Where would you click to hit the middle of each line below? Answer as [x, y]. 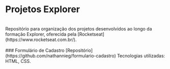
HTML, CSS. [18, 61]
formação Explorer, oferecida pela [41, 34]
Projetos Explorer [43, 9]
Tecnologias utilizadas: [141, 56]
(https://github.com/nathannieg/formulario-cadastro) [61, 56]
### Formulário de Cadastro [35, 50]
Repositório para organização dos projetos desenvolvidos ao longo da [79, 28]
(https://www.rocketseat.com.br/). [41, 40]
